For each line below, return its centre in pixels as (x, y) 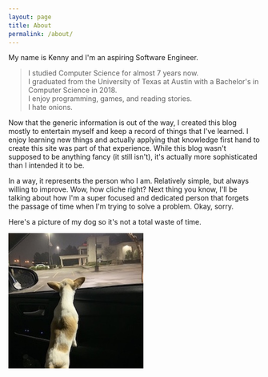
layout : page (30, 17)
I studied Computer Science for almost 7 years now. (113, 73)
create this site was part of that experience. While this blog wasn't (117, 148)
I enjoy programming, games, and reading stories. (110, 99)
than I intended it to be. (46, 165)
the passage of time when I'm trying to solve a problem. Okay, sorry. (121, 207)
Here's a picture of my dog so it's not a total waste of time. (105, 222)
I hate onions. (50, 107)
